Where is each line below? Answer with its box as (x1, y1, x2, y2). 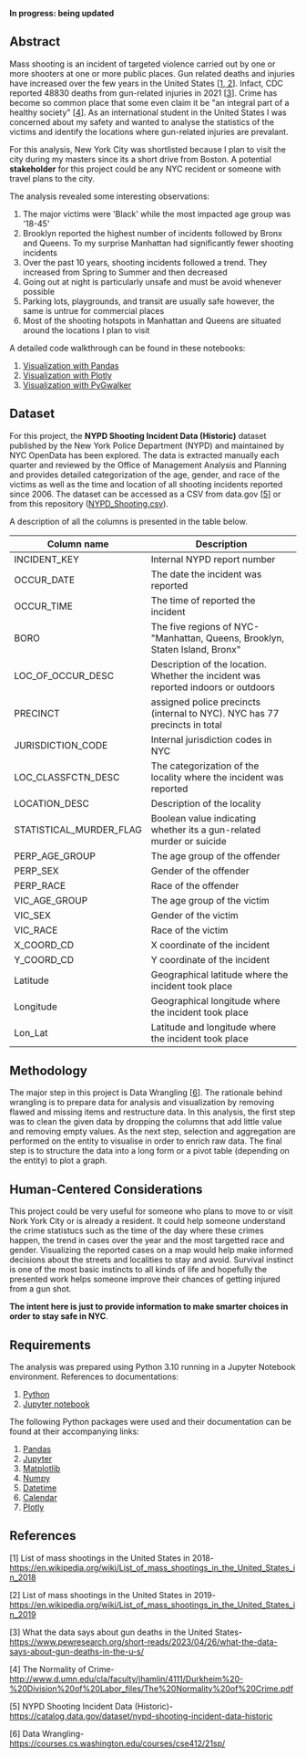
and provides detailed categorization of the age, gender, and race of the (9, 469, 280, 480)
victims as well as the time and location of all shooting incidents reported (9, 478, 283, 489)
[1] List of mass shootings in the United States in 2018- (9, 1552, 214, 1564)
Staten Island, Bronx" (150, 643, 241, 655)
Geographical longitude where (150, 994, 280, 1007)
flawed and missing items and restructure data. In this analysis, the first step (9, 1106, 296, 1117)
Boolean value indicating (150, 811, 257, 824)
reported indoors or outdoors (150, 680, 276, 693)
